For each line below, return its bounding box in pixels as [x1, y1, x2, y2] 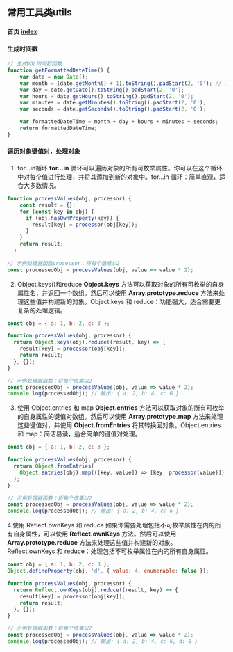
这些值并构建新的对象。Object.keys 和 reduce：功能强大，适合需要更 [23, 297, 221, 305]
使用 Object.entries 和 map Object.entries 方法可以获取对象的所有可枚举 [17, 404, 225, 412]
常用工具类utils [7, 6, 72, 19]
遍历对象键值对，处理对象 [7, 147, 80, 155]
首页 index [7, 27, 37, 35]
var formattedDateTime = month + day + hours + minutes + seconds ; [19, 118, 218, 125]
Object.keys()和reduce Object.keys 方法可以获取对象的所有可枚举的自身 [17, 280, 225, 288]
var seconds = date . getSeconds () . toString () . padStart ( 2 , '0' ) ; [19, 106, 207, 113]
